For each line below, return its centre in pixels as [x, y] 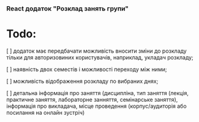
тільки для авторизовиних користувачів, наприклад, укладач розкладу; [100, 57]
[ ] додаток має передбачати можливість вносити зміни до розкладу [96, 51]
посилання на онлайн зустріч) [46, 112]
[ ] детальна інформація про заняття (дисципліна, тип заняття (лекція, [97, 93]
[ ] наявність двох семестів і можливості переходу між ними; [87, 69]
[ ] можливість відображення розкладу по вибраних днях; [82, 81]
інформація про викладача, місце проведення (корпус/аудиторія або [96, 106]
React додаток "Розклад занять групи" [68, 9]
